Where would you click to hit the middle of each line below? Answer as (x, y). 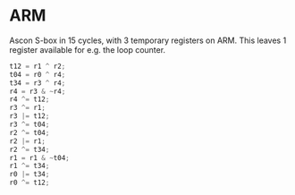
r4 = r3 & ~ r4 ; (38, 91)
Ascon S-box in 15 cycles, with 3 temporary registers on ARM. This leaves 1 (148, 40)
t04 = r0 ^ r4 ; (38, 74)
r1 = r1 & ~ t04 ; (39, 157)
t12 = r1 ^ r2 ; (38, 66)
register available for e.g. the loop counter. (88, 49)
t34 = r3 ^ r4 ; (38, 83)
